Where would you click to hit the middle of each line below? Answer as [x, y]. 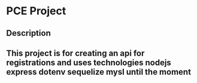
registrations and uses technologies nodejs [89, 62]
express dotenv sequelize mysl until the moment [99, 72]
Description [28, 33]
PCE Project [36, 11]
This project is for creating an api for [75, 53]
